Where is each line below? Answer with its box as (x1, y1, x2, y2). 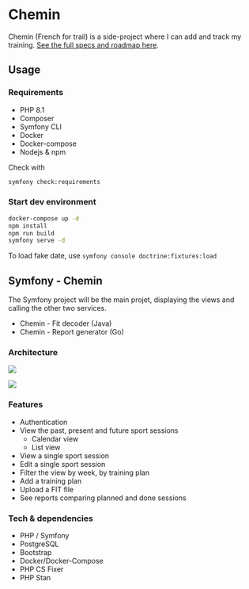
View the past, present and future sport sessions (19, 426, 179, 435)
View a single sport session (19, 450, 109, 461)
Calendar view (31, 434, 79, 443)
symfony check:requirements (8, 178, 101, 185)
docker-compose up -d (8, 214, 80, 223)
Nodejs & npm (19, 147, 66, 156)
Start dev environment (8, 197, 96, 208)
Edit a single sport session (19, 459, 106, 469)
